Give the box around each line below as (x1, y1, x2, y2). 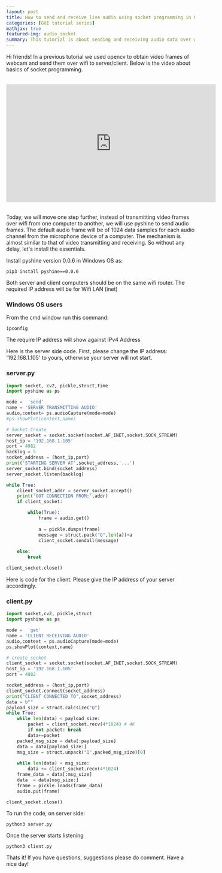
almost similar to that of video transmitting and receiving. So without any (6, 239, 185, 246)
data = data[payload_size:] (17, 743, 87, 749)
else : (17, 549, 31, 555)
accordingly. (6, 582, 37, 589)
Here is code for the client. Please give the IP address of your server (6, 576, 175, 583)
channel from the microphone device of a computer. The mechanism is (6, 233, 181, 240)
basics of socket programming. (6, 66, 83, 73)
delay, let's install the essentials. (6, 245, 86, 252)
